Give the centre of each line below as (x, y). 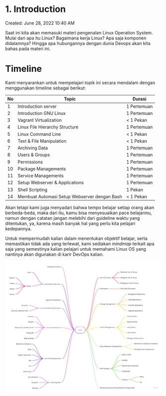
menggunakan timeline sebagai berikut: (45, 88)
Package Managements (42, 169)
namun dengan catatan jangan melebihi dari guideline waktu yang (73, 218)
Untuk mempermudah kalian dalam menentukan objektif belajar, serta (76, 239)
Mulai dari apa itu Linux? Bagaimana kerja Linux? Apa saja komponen (76, 38)
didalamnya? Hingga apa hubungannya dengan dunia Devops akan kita (78, 43)
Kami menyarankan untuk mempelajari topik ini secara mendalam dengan (80, 82)
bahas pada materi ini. (28, 48)
